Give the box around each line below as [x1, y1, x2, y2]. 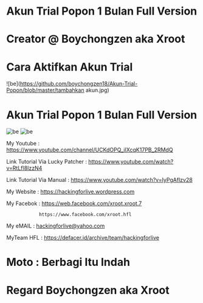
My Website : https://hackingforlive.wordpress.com [6, 188, 135, 195]
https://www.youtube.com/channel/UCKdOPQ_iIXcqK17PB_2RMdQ [6, 146, 173, 153]
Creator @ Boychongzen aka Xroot [6, 32, 185, 46]
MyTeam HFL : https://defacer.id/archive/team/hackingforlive [6, 234, 160, 242]
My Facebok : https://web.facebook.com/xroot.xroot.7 [6, 200, 142, 207]
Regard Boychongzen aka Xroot [6, 283, 170, 297]
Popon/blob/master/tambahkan [6, 86, 84, 94]
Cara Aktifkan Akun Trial [6, 60, 133, 74]
